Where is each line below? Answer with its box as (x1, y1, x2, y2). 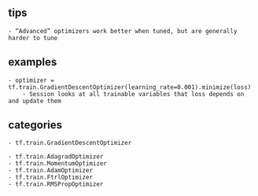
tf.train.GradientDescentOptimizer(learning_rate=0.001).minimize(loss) (8, 83, 252, 91)
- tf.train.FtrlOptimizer (8, 173, 93, 182)
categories (8, 118, 63, 132)
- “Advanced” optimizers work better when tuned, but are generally (8, 27, 238, 35)
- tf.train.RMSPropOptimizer (8, 180, 104, 188)
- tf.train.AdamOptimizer (8, 167, 93, 175)
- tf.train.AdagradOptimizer (8, 153, 104, 161)
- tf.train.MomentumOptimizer (8, 160, 108, 168)
